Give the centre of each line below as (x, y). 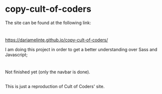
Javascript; (16, 55)
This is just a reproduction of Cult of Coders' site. (55, 86)
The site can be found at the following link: (48, 23)
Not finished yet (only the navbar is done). (48, 72)
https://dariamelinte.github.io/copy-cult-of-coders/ (56, 40)
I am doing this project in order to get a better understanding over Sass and (81, 50)
